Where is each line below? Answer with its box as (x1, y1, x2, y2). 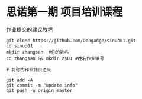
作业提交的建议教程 (6, 26, 53, 33)
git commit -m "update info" (6, 82, 78, 88)
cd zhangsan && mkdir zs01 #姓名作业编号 (6, 55, 105, 61)
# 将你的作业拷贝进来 (6, 67, 51, 72)
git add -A (6, 77, 33, 83)
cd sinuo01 (6, 42, 33, 49)
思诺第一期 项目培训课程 (6, 5, 123, 19)
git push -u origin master (6, 87, 73, 93)
